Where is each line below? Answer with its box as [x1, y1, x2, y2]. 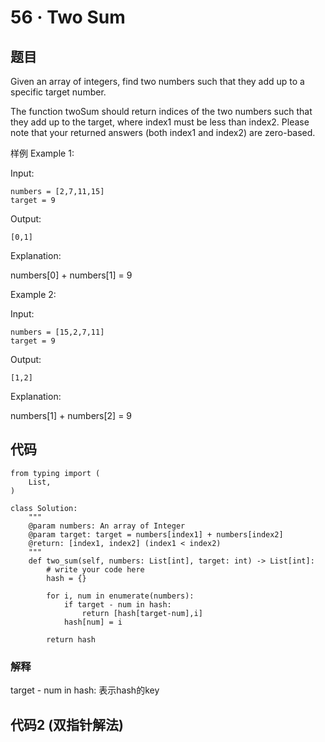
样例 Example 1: [10, 147, 75, 159]
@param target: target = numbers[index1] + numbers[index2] [28, 529, 284, 540]
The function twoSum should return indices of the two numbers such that [10, 106, 313, 117]
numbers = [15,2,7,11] [10, 327, 105, 337]
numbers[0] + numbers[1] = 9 [10, 269, 133, 281]
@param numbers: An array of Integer [28, 521, 186, 531]
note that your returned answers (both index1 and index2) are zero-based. [10, 127, 316, 138]
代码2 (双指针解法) [10, 716, 125, 733]
